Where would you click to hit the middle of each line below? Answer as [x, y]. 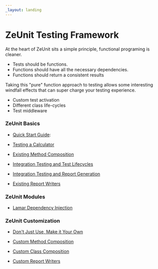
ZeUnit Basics [23, 123]
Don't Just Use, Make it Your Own [48, 232]
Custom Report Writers [36, 261]
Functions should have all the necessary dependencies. [70, 69]
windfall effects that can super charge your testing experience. [71, 90]
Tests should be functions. [40, 64]
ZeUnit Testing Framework [62, 35]
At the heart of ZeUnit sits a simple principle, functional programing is [77, 49]
